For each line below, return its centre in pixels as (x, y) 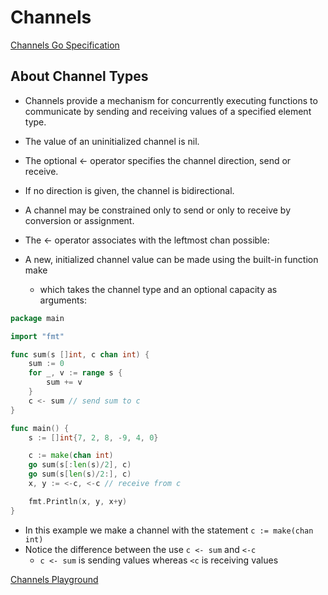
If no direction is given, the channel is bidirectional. (129, 190)
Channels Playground (54, 579)
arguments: (63, 300)
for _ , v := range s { (75, 373)
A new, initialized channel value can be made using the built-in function (171, 259)
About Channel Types (79, 76)
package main (37, 318)
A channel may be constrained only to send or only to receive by (158, 210)
